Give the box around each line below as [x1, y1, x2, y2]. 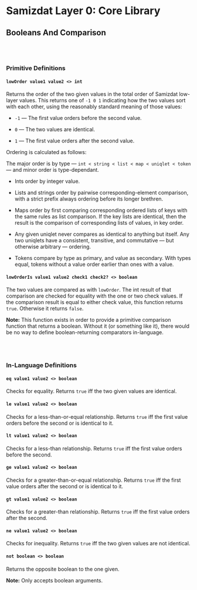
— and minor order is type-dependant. [6, 166, 100, 174]
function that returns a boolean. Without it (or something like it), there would [6, 322, 189, 330]
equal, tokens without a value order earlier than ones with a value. [14, 261, 174, 268]
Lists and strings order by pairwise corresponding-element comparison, [14, 189, 189, 196]
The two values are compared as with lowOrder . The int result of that [6, 286, 171, 294]
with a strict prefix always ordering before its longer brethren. [14, 195, 164, 202]
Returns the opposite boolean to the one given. [6, 565, 120, 572]
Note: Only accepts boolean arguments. [6, 576, 103, 584]
